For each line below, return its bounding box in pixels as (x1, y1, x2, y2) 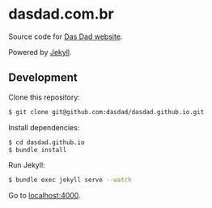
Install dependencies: (8, 122, 80, 132)
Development (8, 70, 78, 85)
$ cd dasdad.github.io (8, 138, 85, 146)
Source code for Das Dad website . (8, 32, 123, 41)
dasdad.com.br (8, 5, 115, 23)
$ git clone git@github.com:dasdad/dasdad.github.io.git (8, 108, 205, 116)
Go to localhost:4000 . (8, 191, 81, 201)
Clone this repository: (8, 92, 81, 102)
